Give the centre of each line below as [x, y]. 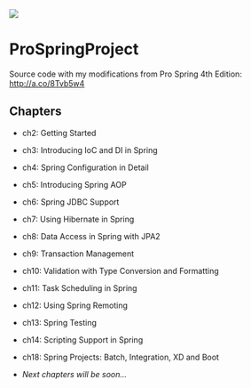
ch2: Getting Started [59, 133]
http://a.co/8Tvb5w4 [47, 83]
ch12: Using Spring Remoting [75, 305]
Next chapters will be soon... [74, 374]
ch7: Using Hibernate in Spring [78, 219]
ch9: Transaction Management [78, 254]
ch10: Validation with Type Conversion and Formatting [120, 271]
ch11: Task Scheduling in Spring [79, 287]
